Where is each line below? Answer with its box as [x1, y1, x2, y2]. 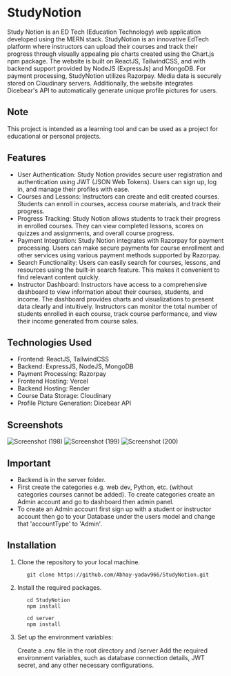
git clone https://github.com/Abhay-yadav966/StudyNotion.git [26, 571, 209, 578]
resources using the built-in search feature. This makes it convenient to [17, 266, 220, 274]
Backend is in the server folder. [17, 476, 106, 484]
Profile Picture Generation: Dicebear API [17, 399, 132, 408]
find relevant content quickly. [17, 272, 100, 281]
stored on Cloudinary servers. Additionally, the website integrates [7, 79, 193, 87]
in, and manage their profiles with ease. [17, 185, 130, 193]
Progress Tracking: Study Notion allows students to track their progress [17, 214, 221, 222]
